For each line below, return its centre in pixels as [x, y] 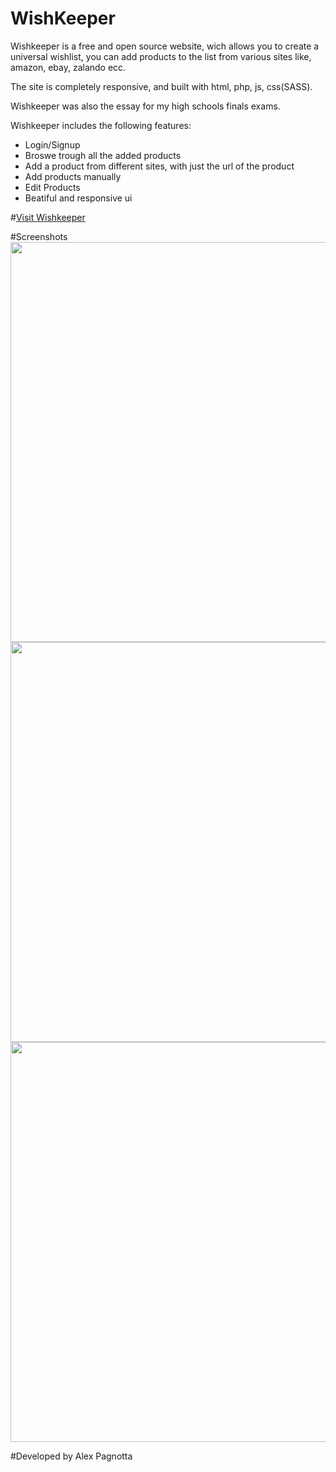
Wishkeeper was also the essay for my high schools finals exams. [145, 106]
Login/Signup [52, 144]
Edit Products [52, 187]
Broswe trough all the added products [103, 155]
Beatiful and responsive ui [78, 198]
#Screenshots [39, 236]
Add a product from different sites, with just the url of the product [159, 166]
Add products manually [73, 176]
